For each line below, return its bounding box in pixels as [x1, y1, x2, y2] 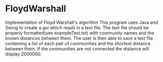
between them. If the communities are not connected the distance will [5, 46, 149, 52]
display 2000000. [5, 51, 41, 57]
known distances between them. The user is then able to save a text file [5, 35, 153, 41]
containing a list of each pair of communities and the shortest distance [5, 40, 151, 46]
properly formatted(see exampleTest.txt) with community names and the [5, 30, 154, 36]
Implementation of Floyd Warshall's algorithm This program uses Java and [5, 19, 158, 25]
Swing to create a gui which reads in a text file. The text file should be [5, 24, 149, 30]
